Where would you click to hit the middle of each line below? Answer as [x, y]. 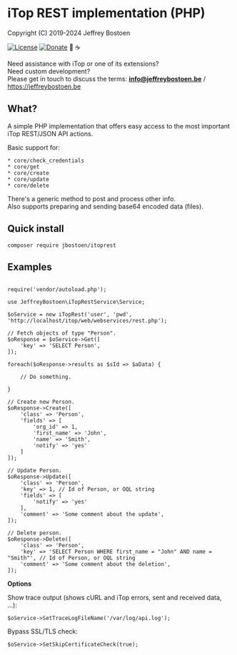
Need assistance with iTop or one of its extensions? [83, 64]
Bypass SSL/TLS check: [43, 631]
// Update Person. [35, 471]
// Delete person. [35, 533]
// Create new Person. [41, 402]
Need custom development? [49, 71]
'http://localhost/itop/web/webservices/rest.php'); [87, 321]
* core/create [29, 173]
